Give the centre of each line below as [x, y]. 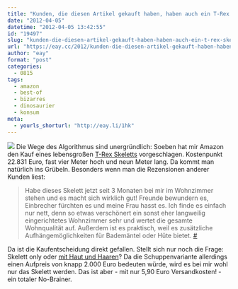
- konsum [27, 112]
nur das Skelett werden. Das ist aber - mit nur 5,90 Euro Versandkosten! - [114, 271]
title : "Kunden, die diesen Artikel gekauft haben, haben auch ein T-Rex [119, 14]
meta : [15, 119]
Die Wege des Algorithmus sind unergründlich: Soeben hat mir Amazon [120, 146]
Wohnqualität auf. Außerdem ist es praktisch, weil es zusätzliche [119, 228]
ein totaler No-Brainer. [40, 279]
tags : [15, 79]
